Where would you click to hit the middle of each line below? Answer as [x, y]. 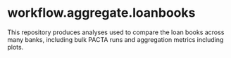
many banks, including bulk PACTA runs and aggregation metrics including [115, 39]
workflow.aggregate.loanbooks [101, 13]
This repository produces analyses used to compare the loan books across [116, 32]
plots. [15, 47]
